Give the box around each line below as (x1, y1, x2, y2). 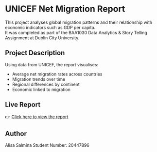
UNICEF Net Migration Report (5, 3, 125, 15)
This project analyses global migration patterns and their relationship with (5, 19, 152, 25)
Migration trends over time (12, 76, 66, 82)
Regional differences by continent (12, 81, 80, 87)
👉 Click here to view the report (5, 114, 69, 120)
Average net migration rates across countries (12, 71, 103, 77)
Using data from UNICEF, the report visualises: (5, 61, 99, 67)
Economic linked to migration (12, 86, 70, 92)
